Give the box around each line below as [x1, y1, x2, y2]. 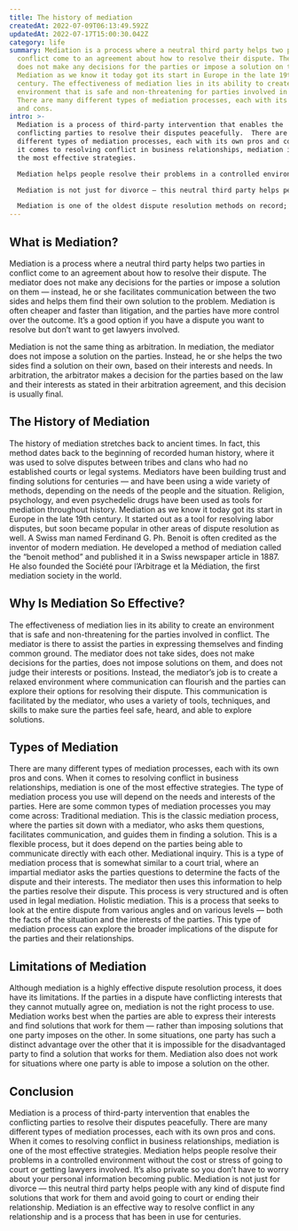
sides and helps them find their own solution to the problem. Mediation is [9, 295, 276, 307]
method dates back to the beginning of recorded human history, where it [9, 447, 275, 458]
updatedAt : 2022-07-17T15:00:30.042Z [9, 29, 149, 38]
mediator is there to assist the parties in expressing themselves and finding [9, 638, 284, 649]
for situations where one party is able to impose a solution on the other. [9, 1059, 271, 1069]
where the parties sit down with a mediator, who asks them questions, [9, 819, 265, 831]
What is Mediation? [9, 235, 119, 250]
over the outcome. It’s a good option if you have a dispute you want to [9, 315, 264, 325]
